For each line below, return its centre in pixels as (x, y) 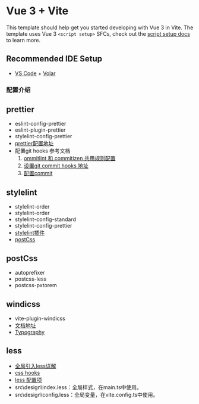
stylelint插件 (30, 233)
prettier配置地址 (34, 144)
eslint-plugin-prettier (40, 130)
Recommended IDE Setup (54, 59)
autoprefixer (30, 273)
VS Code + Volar (35, 73)
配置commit (38, 173)
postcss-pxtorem (36, 285)
